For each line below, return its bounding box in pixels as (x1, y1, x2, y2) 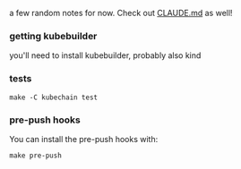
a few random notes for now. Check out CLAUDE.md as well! (9, 8, 233, 18)
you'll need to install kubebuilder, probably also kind (9, 50, 202, 61)
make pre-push (9, 151, 63, 160)
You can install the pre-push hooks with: (9, 133, 159, 144)
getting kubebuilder (9, 30, 98, 42)
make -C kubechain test (9, 93, 99, 102)
